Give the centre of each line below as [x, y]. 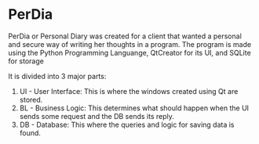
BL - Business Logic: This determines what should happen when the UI [134, 108]
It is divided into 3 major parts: [57, 76]
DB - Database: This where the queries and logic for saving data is [127, 124]
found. [30, 133]
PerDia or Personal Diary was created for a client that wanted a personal [125, 36]
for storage [26, 61]
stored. [31, 99]
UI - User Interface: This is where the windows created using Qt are [129, 91]
